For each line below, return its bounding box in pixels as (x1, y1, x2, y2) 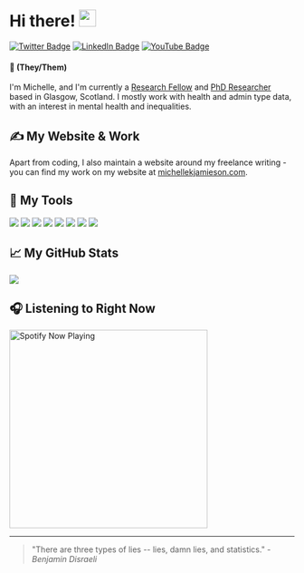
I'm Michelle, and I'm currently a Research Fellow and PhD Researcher (9, 82, 271, 92)
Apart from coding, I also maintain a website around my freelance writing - (9, 157, 287, 168)
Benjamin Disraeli (31, 554, 98, 565)
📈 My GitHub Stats (9, 246, 119, 261)
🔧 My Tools (9, 193, 73, 209)
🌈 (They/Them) (9, 62, 68, 73)
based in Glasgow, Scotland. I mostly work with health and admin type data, (9, 92, 292, 102)
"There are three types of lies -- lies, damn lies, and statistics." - (31, 544, 271, 555)
